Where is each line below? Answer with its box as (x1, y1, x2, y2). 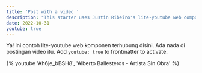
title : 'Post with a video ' (6, 8, 79, 15)
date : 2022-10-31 (6, 20, 50, 26)
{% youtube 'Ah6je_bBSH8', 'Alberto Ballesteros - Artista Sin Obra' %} (6, 60, 180, 67)
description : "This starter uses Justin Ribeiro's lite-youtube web (6, 14, 182, 20)
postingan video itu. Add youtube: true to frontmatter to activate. (6, 48, 168, 56)
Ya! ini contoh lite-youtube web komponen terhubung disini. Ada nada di (6, 42, 185, 49)
